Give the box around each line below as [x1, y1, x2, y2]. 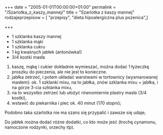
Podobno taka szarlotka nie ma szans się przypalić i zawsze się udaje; [4, 110, 146, 115]
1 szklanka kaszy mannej [11, 34, 61, 39]
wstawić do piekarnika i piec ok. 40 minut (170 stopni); [11, 100, 122, 106]
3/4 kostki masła [11, 54, 45, 60]
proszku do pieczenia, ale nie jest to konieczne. [11, 69, 107, 75]
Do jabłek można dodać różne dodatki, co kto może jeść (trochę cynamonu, [4, 119, 157, 125]
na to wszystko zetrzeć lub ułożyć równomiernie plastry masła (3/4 [11, 90, 147, 95]
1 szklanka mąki [11, 39, 43, 45]
